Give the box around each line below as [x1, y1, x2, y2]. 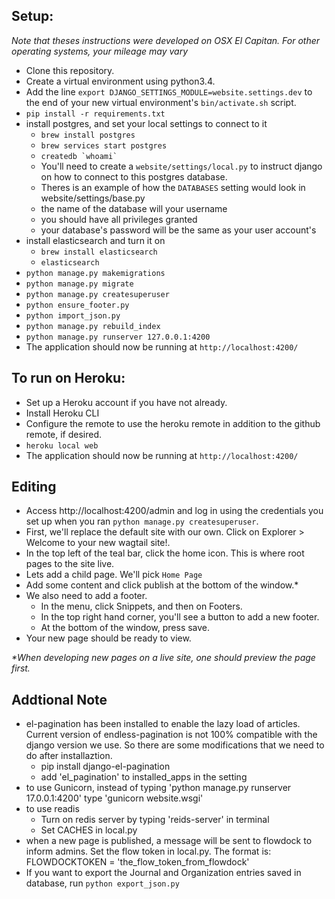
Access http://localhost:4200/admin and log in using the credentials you [25, 505, 324, 517]
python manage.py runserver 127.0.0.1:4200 [25, 332, 211, 342]
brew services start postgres [40, 140, 168, 151]
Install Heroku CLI [25, 407, 100, 419]
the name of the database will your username [40, 202, 228, 214]
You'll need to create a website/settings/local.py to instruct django [40, 160, 323, 172]
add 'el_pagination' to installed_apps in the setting [40, 771, 248, 783]
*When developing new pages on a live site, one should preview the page [11, 652, 316, 664]
